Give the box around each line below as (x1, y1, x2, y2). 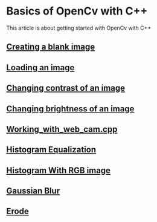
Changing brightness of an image (6, 103, 135, 114)
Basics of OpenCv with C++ (6, 4, 148, 18)
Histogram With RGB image (6, 165, 111, 175)
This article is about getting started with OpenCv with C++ (6, 24, 152, 31)
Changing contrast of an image (6, 83, 126, 93)
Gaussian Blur (6, 186, 60, 196)
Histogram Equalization (6, 145, 97, 155)
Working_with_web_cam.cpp (6, 124, 118, 134)
